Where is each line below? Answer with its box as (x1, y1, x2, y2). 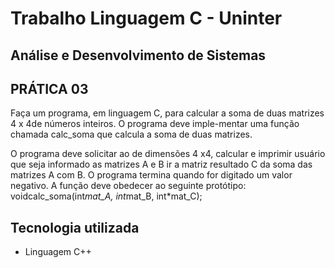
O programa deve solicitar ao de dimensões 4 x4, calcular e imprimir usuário (10, 148, 326, 160)
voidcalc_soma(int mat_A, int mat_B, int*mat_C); (10, 190, 203, 202)
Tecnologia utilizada (10, 219, 140, 236)
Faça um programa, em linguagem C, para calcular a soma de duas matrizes (10, 107, 325, 119)
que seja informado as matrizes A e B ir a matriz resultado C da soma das (10, 158, 313, 171)
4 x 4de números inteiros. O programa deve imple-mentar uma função (10, 118, 300, 130)
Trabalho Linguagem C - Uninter (10, 7, 283, 30)
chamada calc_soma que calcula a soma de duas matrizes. (10, 128, 253, 141)
